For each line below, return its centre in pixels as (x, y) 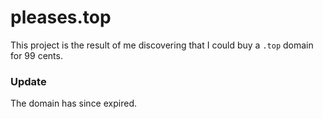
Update (28, 81)
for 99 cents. (36, 55)
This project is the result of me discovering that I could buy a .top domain (162, 45)
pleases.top (61, 17)
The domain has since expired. (73, 103)
